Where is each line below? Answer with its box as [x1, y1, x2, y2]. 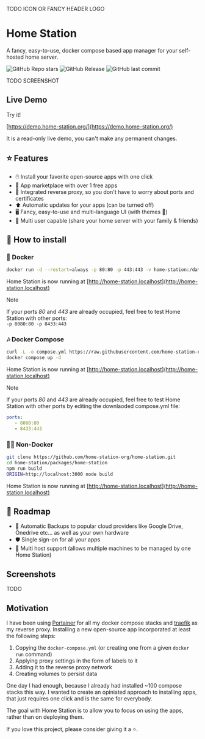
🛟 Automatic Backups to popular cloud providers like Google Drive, [15, 522, 183, 530]
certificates [15, 195, 44, 202]
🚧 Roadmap [6, 506, 51, 516]
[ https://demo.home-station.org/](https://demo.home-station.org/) [6, 122, 173, 130]
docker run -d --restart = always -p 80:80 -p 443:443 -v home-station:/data [6, 267, 203, 273]
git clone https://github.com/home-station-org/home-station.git [6, 454, 176, 461]
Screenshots [6, 569, 56, 579]
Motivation [6, 603, 49, 614]
